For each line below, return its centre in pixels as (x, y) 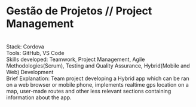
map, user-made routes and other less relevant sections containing (89, 91)
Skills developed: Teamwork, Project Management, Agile (76, 59)
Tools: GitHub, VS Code (35, 53)
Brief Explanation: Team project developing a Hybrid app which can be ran (98, 78)
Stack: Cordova (25, 47)
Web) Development (30, 72)
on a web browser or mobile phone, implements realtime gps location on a (98, 84)
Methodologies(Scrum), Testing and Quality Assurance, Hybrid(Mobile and (98, 65)
